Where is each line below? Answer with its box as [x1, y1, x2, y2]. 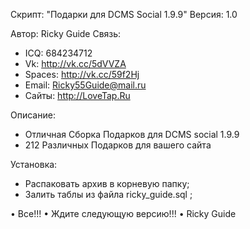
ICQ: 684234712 [24, 47, 93, 59]
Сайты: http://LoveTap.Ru [24, 90, 131, 101]
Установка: [10, 159, 58, 170]
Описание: [10, 109, 56, 121]
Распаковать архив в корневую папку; [24, 178, 190, 189]
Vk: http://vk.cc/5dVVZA [24, 58, 127, 69]
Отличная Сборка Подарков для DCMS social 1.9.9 [24, 129, 240, 140]
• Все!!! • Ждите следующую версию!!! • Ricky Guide [10, 208, 237, 219]
